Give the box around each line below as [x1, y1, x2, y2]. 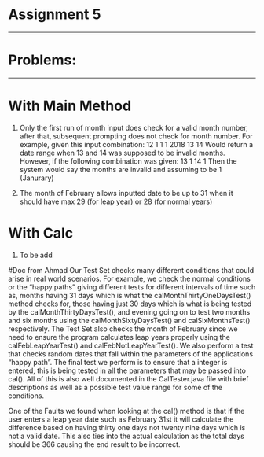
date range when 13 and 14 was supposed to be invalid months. [19, 148, 225, 157]
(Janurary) [19, 173, 54, 182]
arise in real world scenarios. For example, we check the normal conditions [8, 274, 251, 283]
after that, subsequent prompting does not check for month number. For [19, 131, 253, 141]
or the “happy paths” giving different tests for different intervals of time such [8, 282, 256, 292]
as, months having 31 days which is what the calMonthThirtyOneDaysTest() [8, 290, 251, 300]
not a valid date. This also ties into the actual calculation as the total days [8, 431, 245, 440]
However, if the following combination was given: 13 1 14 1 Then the [19, 156, 237, 166]
